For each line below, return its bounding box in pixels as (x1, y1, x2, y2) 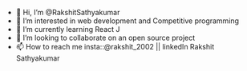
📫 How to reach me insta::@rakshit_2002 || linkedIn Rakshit (15, 42, 215, 51)
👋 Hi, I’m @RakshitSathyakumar (15, 8, 120, 17)
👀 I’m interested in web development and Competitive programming (15, 16, 239, 26)
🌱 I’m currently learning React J (15, 25, 120, 34)
